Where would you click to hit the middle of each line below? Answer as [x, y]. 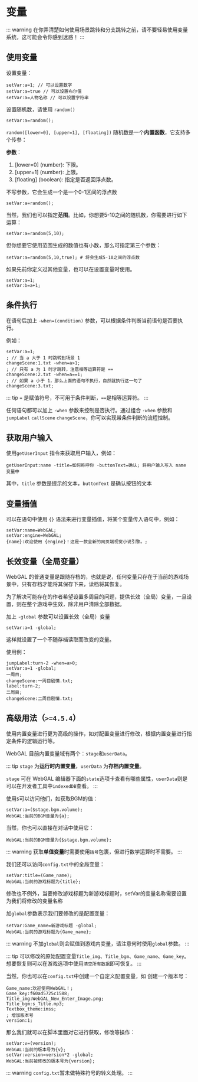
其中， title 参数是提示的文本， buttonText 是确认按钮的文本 [79, 483]
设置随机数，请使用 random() [41, 109]
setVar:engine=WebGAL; [34, 536]
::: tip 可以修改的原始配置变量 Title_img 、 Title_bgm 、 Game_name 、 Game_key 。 [98, 956]
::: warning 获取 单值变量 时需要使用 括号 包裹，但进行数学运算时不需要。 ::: [94, 852]
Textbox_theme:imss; [32, 1009]
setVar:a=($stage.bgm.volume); [44, 810]
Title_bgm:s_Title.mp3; [35, 1004]
